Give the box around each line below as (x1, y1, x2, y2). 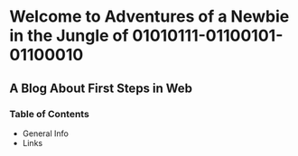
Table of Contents (9, 107, 90, 120)
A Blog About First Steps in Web (9, 80, 192, 96)
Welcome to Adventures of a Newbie (9, 6, 290, 27)
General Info (22, 128, 70, 139)
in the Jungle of (9, 25, 129, 46)
